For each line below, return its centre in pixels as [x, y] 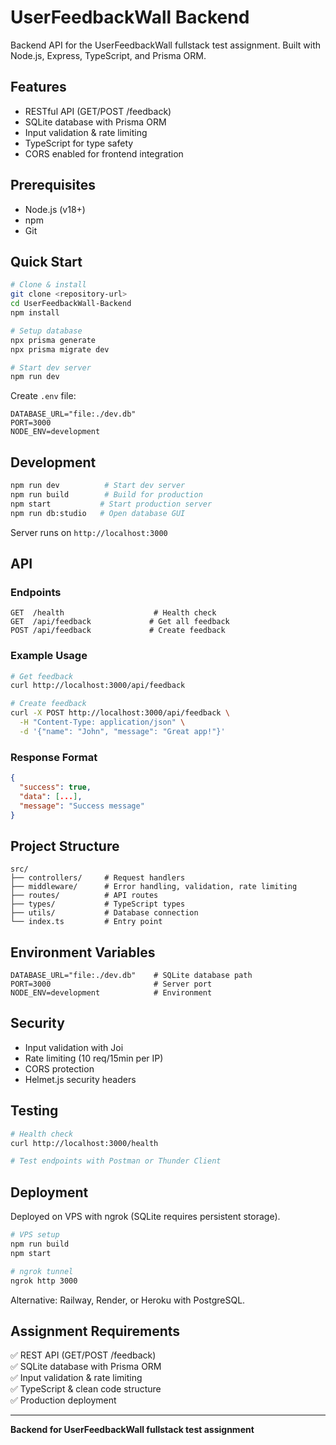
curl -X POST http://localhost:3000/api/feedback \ [120, 713]
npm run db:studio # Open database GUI [98, 513]
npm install [35, 313]
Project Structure [65, 846]
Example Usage [49, 656]
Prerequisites [53, 185]
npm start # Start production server [111, 504]
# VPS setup [35, 1235]
